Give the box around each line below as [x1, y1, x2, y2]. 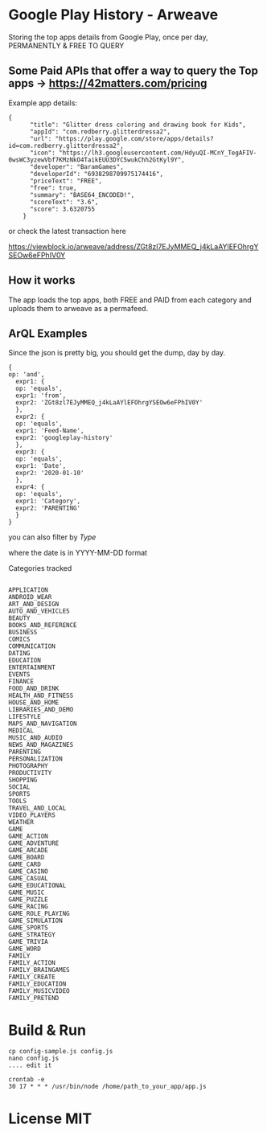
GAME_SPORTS [8, 924, 48, 932]
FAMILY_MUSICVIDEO [8, 987, 70, 995]
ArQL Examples [8, 326, 88, 340]
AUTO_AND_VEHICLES [8, 607, 70, 616]
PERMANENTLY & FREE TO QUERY [8, 40, 125, 50]
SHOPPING [8, 776, 38, 785]
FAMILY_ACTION [8, 959, 56, 967]
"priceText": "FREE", [29, 177, 103, 185]
